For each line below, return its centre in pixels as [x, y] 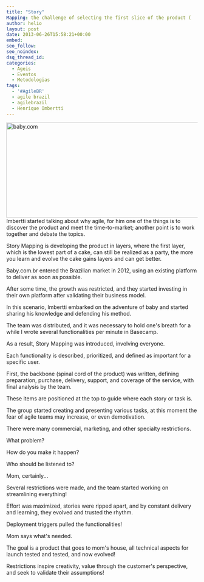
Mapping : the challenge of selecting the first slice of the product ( [99, 18]
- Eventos [24, 74]
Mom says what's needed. [39, 536]
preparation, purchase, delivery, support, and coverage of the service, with [100, 380]
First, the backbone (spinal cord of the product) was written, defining [93, 374]
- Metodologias [31, 80]
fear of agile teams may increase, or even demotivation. [76, 417]
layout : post [23, 29]
